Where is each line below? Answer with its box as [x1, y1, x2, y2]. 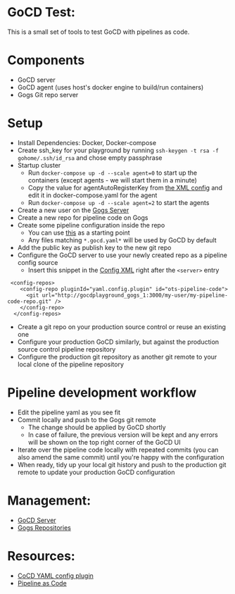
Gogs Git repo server [17, 90, 79, 99]
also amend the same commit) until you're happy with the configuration [17, 452, 225, 462]
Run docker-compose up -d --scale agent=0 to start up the [27, 168, 198, 177]
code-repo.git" [7, 297, 52, 305]
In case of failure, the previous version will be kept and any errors [27, 431, 218, 439]
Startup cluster [17, 161, 61, 169]
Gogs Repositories [17, 523, 72, 532]
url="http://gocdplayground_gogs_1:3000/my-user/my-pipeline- [42, 292, 229, 299]
